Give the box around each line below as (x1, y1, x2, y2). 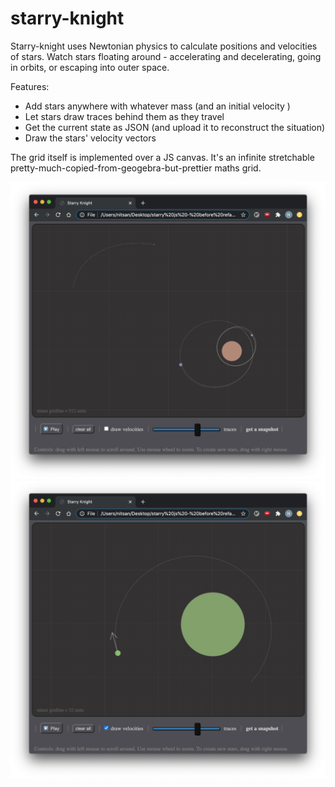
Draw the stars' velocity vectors (24, 132, 157, 144)
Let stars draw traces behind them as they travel (24, 110, 225, 122)
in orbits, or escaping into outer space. (10, 61, 170, 73)
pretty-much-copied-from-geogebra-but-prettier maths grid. (10, 162, 262, 174)
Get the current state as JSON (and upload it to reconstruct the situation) (24, 121, 326, 133)
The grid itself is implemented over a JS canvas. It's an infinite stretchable (10, 151, 315, 163)
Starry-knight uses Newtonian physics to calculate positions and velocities (10, 40, 318, 52)
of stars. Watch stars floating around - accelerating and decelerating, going (10, 50, 322, 62)
